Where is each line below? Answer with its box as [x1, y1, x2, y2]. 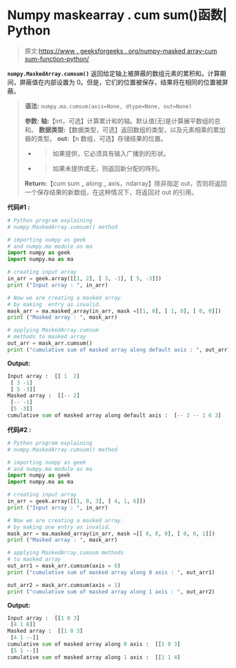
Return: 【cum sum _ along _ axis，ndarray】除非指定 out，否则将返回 [24, 179, 228, 187]
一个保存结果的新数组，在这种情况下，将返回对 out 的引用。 [24, 188, 198, 196]
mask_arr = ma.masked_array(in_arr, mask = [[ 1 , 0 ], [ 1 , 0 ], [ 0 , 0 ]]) [7, 308, 221, 315]
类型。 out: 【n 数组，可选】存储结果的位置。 [37, 134, 167, 142]
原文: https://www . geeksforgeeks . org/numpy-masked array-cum [24, 46, 218, 55]
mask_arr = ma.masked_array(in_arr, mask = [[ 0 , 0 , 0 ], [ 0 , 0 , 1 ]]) [7, 530, 216, 537]
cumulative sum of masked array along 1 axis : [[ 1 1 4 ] [7, 653, 181, 661]
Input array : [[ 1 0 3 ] [7, 615, 80, 622]
